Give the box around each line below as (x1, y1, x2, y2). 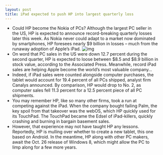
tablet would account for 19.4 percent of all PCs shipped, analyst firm (12, 77, 151, 83)
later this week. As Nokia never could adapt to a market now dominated (12, 35, 156, 41)
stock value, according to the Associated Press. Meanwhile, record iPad (12, 61, 157, 67)
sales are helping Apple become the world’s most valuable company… (12, 66, 152, 72)
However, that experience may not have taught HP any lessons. (12, 123, 140, 129)
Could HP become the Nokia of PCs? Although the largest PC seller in (12, 25, 152, 31)
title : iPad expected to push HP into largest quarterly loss (5, 12, 134, 17)
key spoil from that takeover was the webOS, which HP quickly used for (12, 108, 156, 114)
